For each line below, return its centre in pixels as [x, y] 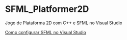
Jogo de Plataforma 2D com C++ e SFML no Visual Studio [64, 23]
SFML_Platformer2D [47, 9]
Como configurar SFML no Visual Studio [46, 32]
